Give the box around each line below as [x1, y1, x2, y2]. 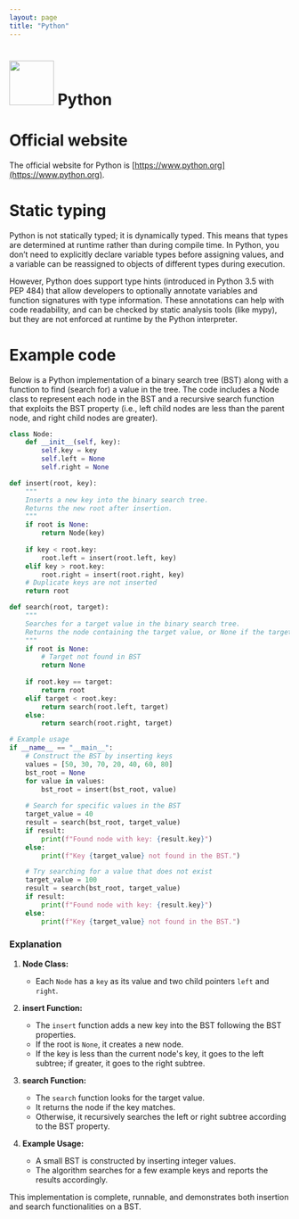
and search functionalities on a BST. [9, 1201, 141, 1212]
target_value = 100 [25, 875, 98, 884]
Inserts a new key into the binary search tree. [25, 495, 209, 504]
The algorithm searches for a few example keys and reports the [35, 1165, 269, 1175]
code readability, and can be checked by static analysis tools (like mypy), [9, 304, 278, 315]
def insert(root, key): [9, 478, 98, 487]
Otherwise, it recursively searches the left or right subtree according [35, 1111, 287, 1122]
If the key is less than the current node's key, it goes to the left [35, 1048, 264, 1058]
